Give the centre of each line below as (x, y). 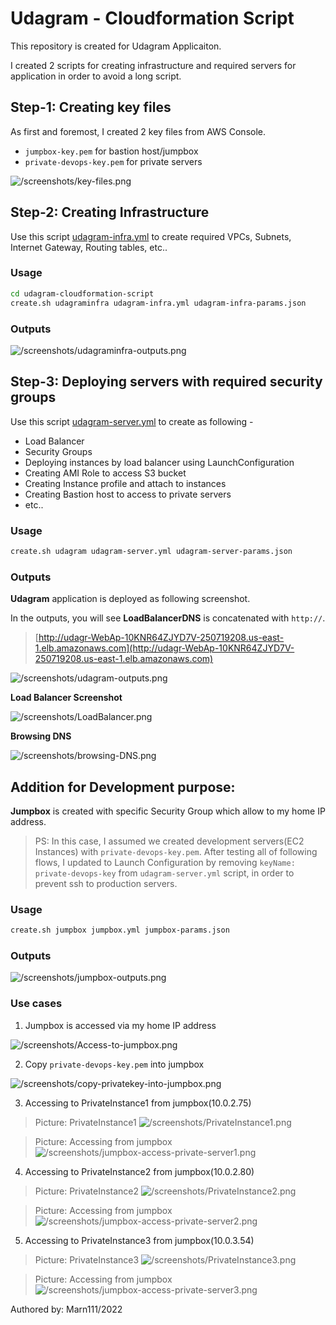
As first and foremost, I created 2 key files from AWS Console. (138, 131)
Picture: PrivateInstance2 (87, 1191)
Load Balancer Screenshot (66, 698)
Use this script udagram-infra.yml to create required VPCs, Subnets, (151, 236)
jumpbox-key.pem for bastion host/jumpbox (111, 151)
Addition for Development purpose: (123, 787)
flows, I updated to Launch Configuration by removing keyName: (165, 862)
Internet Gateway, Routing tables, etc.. (89, 247)
